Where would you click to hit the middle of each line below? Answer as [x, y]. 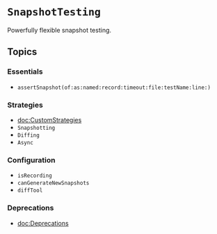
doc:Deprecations [43, 223]
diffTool [30, 191]
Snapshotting [36, 128]
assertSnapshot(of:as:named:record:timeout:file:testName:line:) [114, 87]
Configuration [31, 160]
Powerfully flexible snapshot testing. [59, 30]
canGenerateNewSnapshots [53, 183]
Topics [22, 52]
